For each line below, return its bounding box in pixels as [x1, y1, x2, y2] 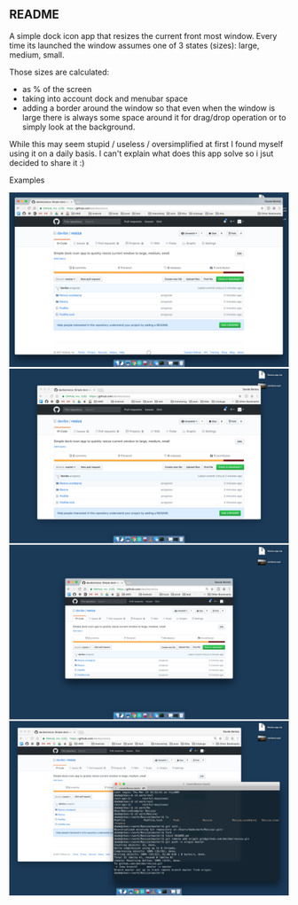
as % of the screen [21, 83, 92, 94]
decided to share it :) [9, 157, 85, 168]
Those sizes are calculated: [9, 66, 110, 77]
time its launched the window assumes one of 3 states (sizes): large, [9, 40, 260, 51]
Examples [9, 175, 45, 185]
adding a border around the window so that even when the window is [21, 102, 276, 113]
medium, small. [9, 49, 65, 60]
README [9, 7, 59, 22]
